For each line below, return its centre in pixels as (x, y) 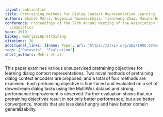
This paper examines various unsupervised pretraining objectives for (74, 68)
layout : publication (26, 9)
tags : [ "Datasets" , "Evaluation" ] (40, 50)
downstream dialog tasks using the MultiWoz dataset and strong (69, 89)
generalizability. (21, 109)
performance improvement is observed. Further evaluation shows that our (79, 94)
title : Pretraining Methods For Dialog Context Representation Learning (80, 14)
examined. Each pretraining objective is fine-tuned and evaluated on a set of (81, 84)
